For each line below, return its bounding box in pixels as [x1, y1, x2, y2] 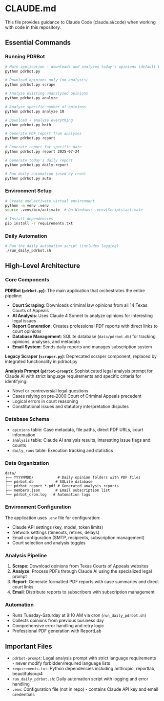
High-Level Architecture [5, 262, 81, 270]
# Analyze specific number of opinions [5, 104, 86, 109]
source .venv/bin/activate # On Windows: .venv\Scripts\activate [5, 207, 143, 213]
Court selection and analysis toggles [12, 540, 86, 545]
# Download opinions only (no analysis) [5, 78, 89, 83]
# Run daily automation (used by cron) [5, 171, 86, 176]
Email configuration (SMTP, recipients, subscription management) [12, 534, 145, 541]
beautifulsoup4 [12, 671, 43, 677]
